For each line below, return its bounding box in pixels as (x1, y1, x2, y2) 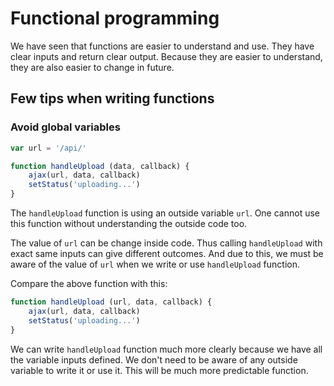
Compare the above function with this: (10, 278, 168, 289)
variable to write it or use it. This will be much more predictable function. (10, 364, 309, 376)
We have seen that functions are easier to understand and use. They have (10, 40, 315, 52)
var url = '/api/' (10, 143, 87, 153)
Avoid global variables (10, 120, 121, 134)
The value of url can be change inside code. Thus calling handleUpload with (10, 237, 323, 249)
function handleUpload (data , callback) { (10, 161, 190, 171)
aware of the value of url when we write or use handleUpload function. (10, 258, 300, 270)
